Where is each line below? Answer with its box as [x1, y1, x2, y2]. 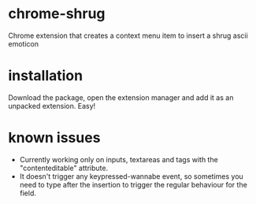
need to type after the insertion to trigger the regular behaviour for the [19, 180, 248, 189]
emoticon [8, 39, 39, 48]
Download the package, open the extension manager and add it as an [8, 92, 234, 102]
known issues [8, 129, 101, 147]
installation [8, 67, 83, 85]
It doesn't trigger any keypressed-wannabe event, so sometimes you [19, 171, 244, 181]
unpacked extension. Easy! [8, 101, 96, 110]
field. [19, 188, 37, 198]
